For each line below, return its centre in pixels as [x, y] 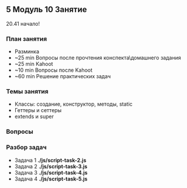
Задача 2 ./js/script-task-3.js [51, 166]
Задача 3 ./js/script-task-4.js [51, 172]
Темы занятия [27, 92]
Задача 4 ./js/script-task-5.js [51, 179]
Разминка [27, 51]
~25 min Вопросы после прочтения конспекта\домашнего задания [98, 58]
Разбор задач [26, 147]
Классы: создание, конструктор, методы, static [73, 104]
